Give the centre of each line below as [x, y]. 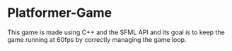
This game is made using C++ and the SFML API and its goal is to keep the [116, 32]
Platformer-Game [59, 13]
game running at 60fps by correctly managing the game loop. [97, 39]
